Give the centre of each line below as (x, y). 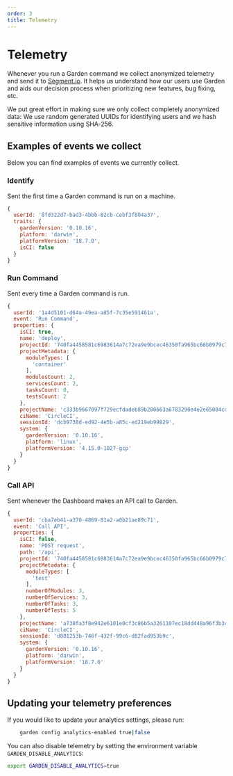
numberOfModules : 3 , (55, 591)
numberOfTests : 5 (51, 610)
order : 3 (20, 14)
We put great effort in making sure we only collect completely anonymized (113, 109)
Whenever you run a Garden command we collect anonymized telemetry (111, 74)
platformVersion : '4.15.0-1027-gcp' (78, 448)
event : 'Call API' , (42, 526)
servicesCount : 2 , (52, 384)
